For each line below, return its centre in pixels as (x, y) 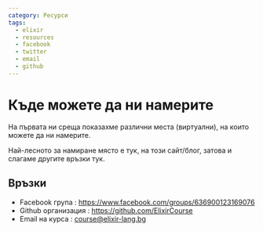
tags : (17, 23)
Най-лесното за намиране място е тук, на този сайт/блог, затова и (120, 150)
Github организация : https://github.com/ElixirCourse (106, 210)
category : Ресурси (38, 15)
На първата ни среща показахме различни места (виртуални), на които (129, 127)
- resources (35, 37)
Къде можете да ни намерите (111, 105)
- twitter (31, 52)
